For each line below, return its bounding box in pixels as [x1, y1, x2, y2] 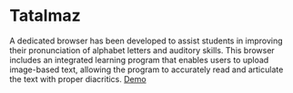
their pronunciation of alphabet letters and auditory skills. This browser [9, 44, 275, 55]
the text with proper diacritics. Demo [9, 73, 147, 84]
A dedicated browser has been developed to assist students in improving [9, 35, 284, 46]
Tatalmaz [9, 5, 81, 26]
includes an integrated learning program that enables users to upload [9, 54, 269, 65]
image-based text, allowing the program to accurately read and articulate [9, 64, 284, 75]
